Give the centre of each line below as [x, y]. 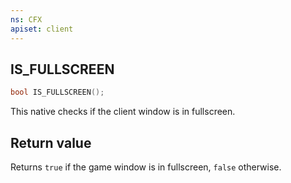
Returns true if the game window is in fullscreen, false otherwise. [146, 167]
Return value [51, 142]
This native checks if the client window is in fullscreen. [123, 112]
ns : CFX [26, 19]
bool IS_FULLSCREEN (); [57, 92]
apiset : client [42, 29]
